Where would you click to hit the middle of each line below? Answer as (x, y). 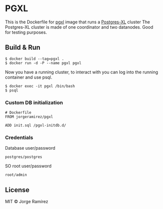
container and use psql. (29, 77)
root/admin (16, 175)
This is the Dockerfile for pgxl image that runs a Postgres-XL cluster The (78, 22)
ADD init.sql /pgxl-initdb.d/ (36, 125)
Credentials (19, 138)
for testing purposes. (26, 32)
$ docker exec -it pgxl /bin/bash (40, 86)
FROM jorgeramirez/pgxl (29, 117)
